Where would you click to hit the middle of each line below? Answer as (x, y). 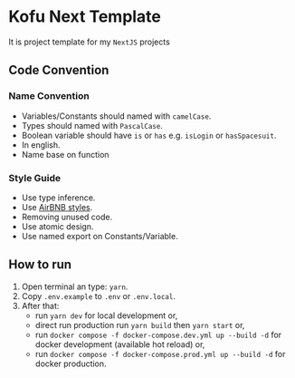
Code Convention (59, 70)
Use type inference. (58, 198)
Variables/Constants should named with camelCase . (116, 116)
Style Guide (34, 178)
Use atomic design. (57, 226)
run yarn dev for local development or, (106, 315)
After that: (40, 305)
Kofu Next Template (85, 17)
